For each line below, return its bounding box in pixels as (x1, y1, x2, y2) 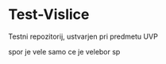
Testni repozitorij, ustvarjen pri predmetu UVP (8, 32, 159, 41)
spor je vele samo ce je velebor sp (8, 47, 121, 56)
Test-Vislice (8, 6, 90, 24)
